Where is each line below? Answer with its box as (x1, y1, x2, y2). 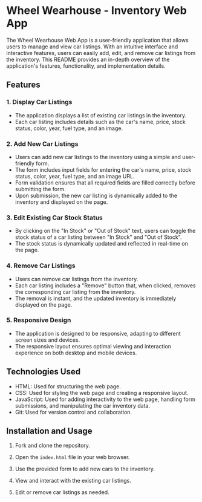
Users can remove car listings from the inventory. (15, 275, 138, 282)
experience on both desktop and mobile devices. (15, 349, 137, 356)
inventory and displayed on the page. (15, 198, 108, 206)
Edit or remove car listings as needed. (15, 489, 110, 496)
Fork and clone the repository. (15, 442, 91, 449)
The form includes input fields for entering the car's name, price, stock (15, 166, 192, 173)
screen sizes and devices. (15, 336, 80, 344)
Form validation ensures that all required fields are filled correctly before (15, 179, 195, 186)
